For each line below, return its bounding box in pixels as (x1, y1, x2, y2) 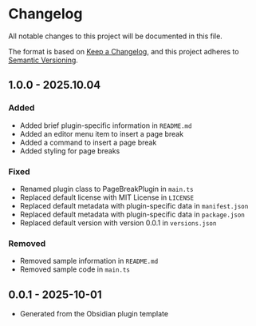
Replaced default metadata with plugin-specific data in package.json (19, 209, 246, 219)
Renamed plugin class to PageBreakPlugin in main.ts (19, 184, 194, 193)
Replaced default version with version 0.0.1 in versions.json (19, 217, 217, 228)
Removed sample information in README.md (19, 256, 159, 266)
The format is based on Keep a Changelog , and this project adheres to (8, 46, 239, 56)
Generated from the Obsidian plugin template (19, 309, 169, 319)
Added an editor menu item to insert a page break (19, 129, 184, 138)
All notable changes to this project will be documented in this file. (8, 31, 223, 41)
